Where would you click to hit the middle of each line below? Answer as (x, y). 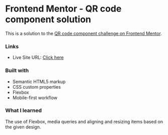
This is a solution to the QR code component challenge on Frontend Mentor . (83, 33)
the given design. (23, 127)
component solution (48, 19)
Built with (17, 71)
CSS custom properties (37, 87)
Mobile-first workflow (35, 97)
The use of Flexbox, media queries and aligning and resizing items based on (84, 121)
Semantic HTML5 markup (39, 82)
